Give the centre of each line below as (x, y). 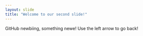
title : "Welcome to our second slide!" (46, 14)
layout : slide (20, 10)
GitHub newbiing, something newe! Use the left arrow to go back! (72, 28)
